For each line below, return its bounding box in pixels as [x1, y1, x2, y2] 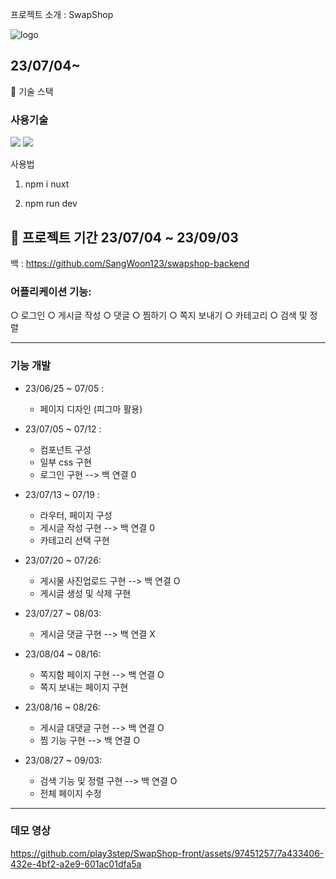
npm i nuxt [24, 178, 70, 190]
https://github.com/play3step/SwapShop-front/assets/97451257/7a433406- [10, 847, 325, 859]
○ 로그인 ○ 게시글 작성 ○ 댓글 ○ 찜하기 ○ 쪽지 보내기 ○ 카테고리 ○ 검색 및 [10, 309, 308, 322]
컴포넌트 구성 [39, 443, 92, 455]
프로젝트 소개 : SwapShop [10, 9, 114, 20]
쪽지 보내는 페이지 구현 [39, 681, 129, 693]
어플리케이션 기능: [10, 284, 92, 298]
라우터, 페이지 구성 [39, 509, 113, 521]
